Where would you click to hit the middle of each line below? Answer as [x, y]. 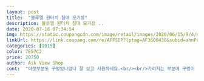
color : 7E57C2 [24, 52]
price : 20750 [23, 57]
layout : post [23, 12]
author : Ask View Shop [35, 63]
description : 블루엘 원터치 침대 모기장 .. [55, 23]
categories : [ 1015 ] [31, 46]
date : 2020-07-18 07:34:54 [40, 29]
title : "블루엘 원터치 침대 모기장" [47, 18]
